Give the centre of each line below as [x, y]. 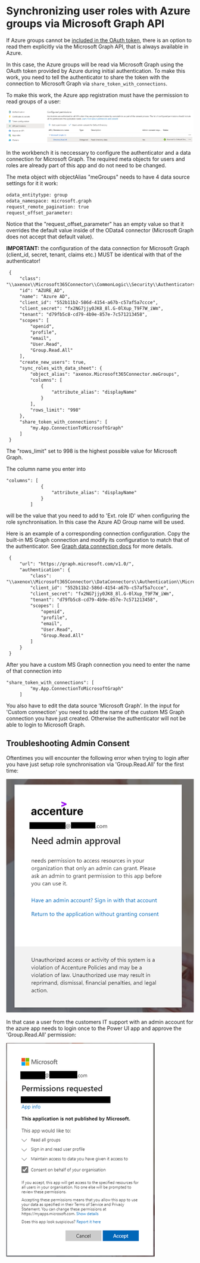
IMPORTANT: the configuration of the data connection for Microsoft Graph [98, 248]
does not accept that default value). [50, 237]
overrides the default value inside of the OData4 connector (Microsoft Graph [100, 230]
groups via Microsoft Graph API [85, 24]
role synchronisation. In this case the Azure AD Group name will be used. [96, 522]
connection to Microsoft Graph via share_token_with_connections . [87, 83]
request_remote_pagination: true [48, 207]
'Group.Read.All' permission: [41, 1035]
